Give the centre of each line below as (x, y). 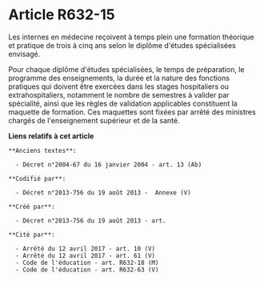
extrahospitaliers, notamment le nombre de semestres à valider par (119, 94)
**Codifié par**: (37, 179)
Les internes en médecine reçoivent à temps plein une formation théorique (131, 37)
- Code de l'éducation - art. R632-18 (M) (87, 263)
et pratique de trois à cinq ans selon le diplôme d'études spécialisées (122, 45)
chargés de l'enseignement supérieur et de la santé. (94, 120)
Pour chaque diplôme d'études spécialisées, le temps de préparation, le (126, 69)
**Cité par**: (32, 235)
